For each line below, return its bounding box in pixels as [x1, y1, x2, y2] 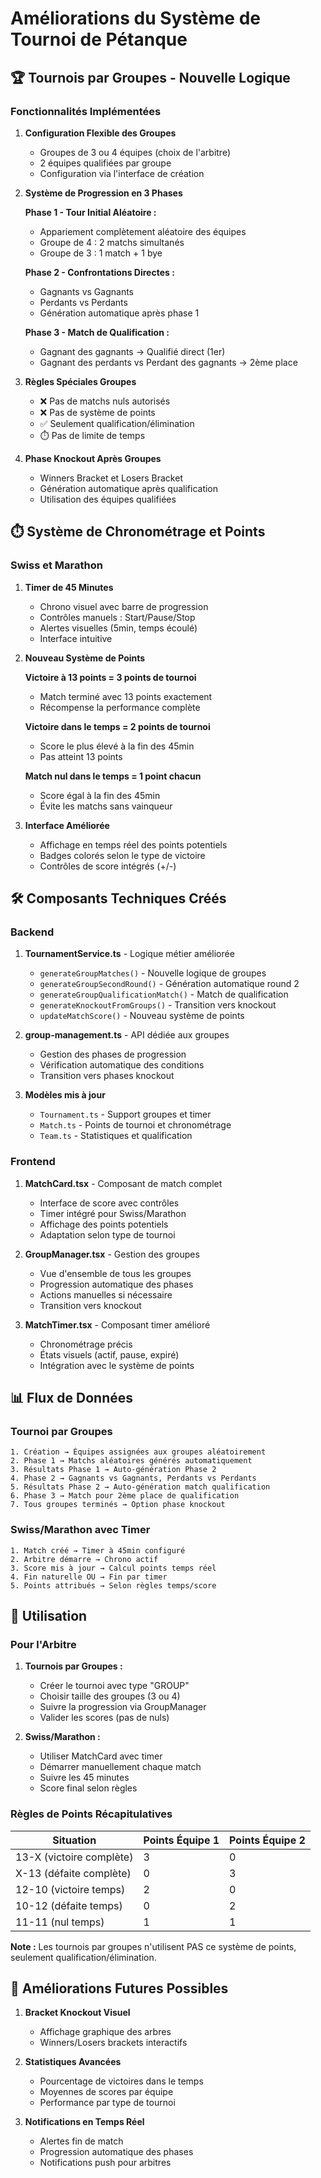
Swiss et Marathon [10, 558, 103, 572]
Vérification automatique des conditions [39, 1059, 205, 1071]
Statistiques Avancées [24, 2056, 122, 2068]
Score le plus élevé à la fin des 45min [39, 740, 195, 752]
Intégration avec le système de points [39, 1359, 195, 1371]
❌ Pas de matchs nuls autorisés [39, 395, 171, 407]
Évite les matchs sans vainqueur [39, 800, 173, 812]
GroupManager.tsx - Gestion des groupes [24, 1248, 200, 1260]
